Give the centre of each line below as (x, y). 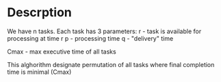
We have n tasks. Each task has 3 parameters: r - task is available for (104, 31)
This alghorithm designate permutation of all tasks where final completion (111, 64)
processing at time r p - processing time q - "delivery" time (90, 38)
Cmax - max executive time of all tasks (62, 52)
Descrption (39, 13)
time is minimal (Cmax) (39, 72)
